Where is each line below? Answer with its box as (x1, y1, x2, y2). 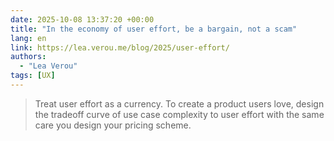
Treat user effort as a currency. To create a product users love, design (34, 97, 325, 110)
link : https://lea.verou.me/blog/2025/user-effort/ (10, 42, 230, 53)
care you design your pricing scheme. (34, 119, 192, 131)
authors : (10, 52, 47, 62)
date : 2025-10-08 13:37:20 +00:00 (10, 14, 155, 25)
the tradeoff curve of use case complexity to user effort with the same (34, 108, 325, 120)
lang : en (10, 33, 47, 43)
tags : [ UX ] (10, 71, 56, 81)
